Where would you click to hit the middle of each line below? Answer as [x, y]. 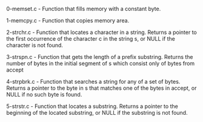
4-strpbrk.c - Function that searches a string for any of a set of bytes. [93, 82]
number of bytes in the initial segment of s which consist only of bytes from [101, 63]
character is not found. [35, 45]
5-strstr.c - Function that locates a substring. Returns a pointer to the [92, 106]
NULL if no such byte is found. [44, 94]
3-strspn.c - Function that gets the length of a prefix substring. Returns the [100, 57]
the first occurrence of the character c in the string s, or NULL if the [91, 39]
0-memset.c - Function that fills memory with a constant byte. [84, 9]
